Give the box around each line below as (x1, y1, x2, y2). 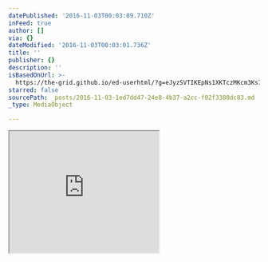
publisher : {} (8, 57, 56, 65)
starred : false (8, 85, 59, 94)
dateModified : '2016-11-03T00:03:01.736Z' (8, 42, 152, 50)
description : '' (8, 64, 62, 72)
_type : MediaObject (8, 101, 73, 109)
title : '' (8, 49, 41, 57)
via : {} (8, 34, 34, 42)
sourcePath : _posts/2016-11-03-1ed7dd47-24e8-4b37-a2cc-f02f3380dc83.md (8, 93, 255, 101)
